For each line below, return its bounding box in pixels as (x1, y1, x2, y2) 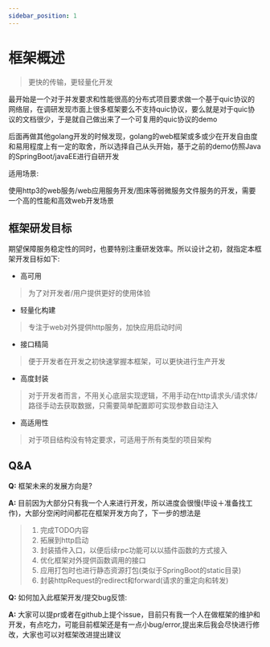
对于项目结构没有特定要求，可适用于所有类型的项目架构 (27, 435, 211, 444)
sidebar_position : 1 (8, 11, 78, 20)
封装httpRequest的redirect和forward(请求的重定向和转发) (39, 575, 229, 585)
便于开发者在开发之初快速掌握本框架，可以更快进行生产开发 (27, 357, 226, 366)
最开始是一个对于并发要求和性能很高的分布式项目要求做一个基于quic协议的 (8, 94, 256, 104)
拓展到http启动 (39, 535, 89, 545)
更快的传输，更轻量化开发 (27, 77, 113, 87)
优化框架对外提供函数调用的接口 (39, 555, 146, 565)
